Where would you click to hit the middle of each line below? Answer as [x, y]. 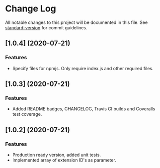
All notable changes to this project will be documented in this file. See [77, 22]
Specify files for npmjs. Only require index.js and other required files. [83, 68]
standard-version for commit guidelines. [46, 27]
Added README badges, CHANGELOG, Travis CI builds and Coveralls [84, 109]
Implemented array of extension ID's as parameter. [64, 160]
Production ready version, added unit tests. [56, 155]
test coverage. [27, 114]
